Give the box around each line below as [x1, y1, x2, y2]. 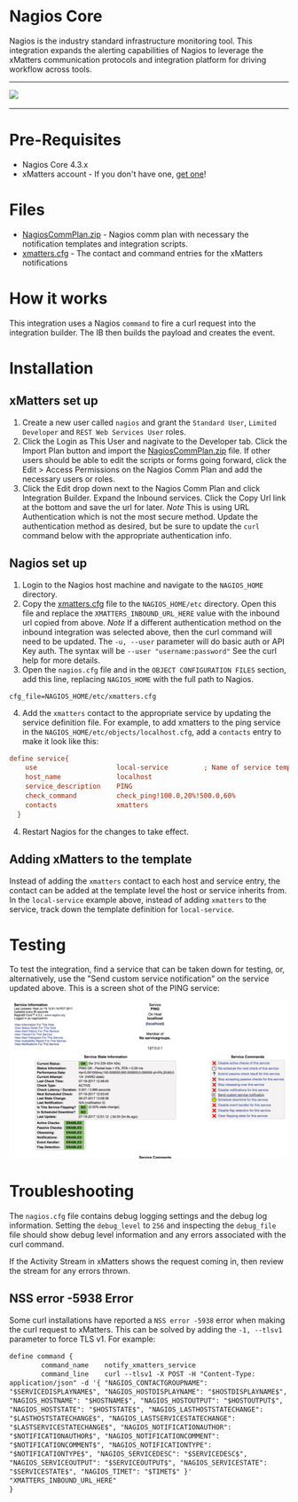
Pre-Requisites [9, 130, 122, 150]
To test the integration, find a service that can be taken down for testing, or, [9, 964, 286, 975]
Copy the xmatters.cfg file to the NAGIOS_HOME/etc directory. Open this [21, 598, 277, 609]
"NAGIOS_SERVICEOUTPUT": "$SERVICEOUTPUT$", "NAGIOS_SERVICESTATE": [9, 1458, 268, 1467]
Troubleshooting [9, 1182, 135, 1201]
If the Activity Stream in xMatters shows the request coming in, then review [9, 1255, 284, 1266]
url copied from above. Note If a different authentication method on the [21, 617, 282, 627]
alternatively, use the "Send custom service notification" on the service [9, 973, 270, 984]
